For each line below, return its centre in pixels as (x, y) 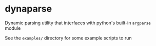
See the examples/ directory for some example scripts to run (68, 38)
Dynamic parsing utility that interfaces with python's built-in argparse (78, 23)
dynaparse (28, 9)
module (13, 28)
